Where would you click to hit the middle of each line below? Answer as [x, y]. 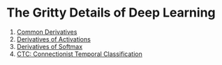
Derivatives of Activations [54, 39]
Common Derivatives [47, 32]
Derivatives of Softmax [50, 46]
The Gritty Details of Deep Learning [111, 13]
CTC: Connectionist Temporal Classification [79, 54]
